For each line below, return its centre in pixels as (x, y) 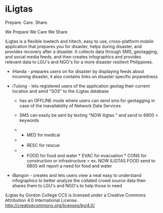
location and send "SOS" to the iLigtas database (60, 91)
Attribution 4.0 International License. (42, 200)
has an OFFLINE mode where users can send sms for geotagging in (87, 100)
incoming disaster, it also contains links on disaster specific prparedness (85, 76)
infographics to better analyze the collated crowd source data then (79, 180)
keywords (29, 120)
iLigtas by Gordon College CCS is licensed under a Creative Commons (75, 195)
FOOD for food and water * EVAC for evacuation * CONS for (87, 155)
